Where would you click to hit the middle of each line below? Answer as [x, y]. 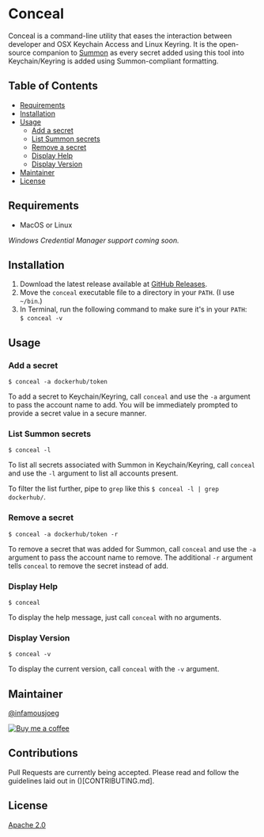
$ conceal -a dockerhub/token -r [63, 534]
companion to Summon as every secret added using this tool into [139, 52]
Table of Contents [53, 86]
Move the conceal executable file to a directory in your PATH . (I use [127, 292]
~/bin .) [31, 301]
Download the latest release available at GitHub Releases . [113, 284]
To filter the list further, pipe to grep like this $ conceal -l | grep [114, 489]
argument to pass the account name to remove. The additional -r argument [130, 557]
